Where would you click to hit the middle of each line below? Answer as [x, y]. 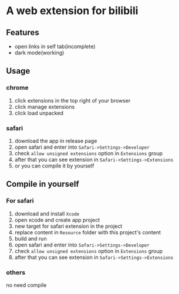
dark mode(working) [39, 53]
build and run [31, 238]
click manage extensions [45, 107]
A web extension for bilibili [72, 11]
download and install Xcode [47, 213]
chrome [17, 88]
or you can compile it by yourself [54, 166]
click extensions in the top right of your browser [72, 100]
